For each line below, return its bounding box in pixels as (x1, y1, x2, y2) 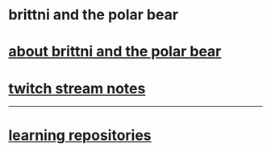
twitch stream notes (8, 79, 146, 97)
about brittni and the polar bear (8, 43, 222, 61)
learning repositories (8, 126, 152, 144)
